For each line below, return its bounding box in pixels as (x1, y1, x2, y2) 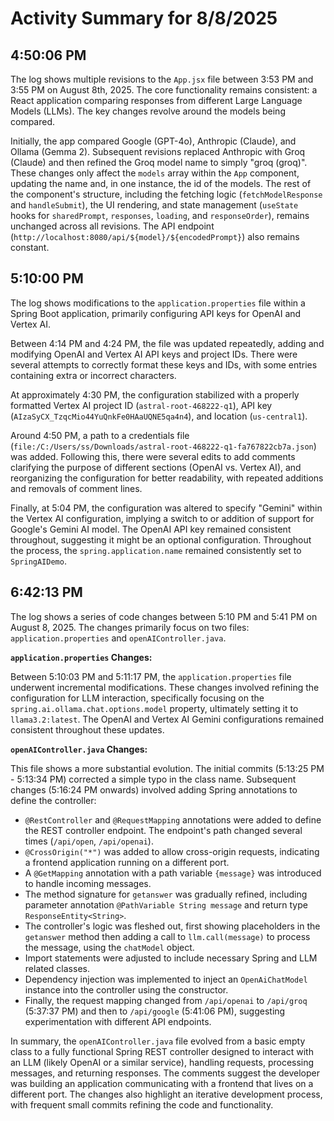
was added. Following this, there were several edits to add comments (10, 450, 296, 462)
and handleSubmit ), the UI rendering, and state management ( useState (10, 199, 299, 211)
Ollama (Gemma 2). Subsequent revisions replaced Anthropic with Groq (10, 146, 306, 157)
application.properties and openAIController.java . (10, 632, 227, 644)
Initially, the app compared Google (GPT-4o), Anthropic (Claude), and (10, 135, 297, 147)
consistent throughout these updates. (10, 723, 165, 736)
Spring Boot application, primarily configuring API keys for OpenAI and (10, 307, 302, 319)
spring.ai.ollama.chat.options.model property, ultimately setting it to (10, 702, 299, 714)
